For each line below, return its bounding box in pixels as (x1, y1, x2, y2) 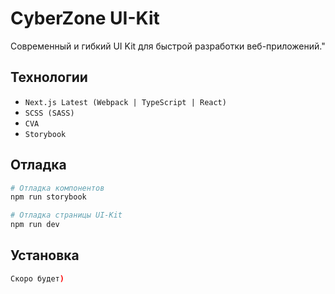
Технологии (10, 69, 88, 86)
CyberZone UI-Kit (10, 7, 160, 30)
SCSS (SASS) (24, 108, 75, 118)
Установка (10, 247, 80, 264)
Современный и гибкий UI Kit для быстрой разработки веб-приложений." (10, 40, 326, 52)
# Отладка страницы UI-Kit (10, 210, 123, 221)
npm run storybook (10, 192, 87, 202)
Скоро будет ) (10, 273, 65, 284)
